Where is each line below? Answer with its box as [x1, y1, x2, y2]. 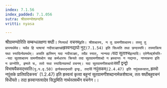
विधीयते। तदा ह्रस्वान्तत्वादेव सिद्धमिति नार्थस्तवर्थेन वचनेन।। [5, 77, 99, 83]
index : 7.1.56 [5, 7, 35, 12]
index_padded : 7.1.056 [5, 12, 52, 17]
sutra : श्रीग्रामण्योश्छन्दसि [5, 16, 43, 21]
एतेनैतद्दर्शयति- [143, 51, 163, 56]
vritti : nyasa [5, 21, 35, 26]
